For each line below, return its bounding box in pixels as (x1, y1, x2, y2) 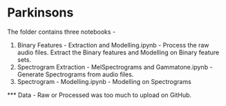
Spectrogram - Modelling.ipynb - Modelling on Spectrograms (17, 77, 191, 85)
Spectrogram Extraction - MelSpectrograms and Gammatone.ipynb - (17, 63, 213, 71)
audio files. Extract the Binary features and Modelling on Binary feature (17, 48, 220, 56)
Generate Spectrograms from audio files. (17, 70, 134, 78)
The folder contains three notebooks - (7, 28, 116, 36)
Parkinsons (7, 5, 74, 21)
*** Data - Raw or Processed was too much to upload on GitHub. (7, 91, 192, 99)
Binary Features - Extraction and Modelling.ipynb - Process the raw (17, 41, 209, 49)
